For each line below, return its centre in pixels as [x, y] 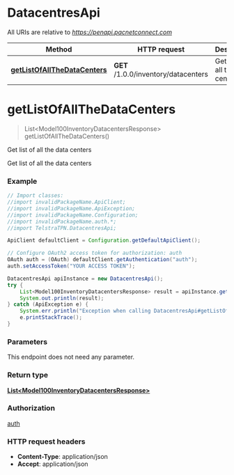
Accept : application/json [53, 464]
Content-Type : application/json [62, 457]
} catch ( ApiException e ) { [48, 304]
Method [59, 49]
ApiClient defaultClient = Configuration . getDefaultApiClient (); [104, 241]
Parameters [27, 341]
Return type [28, 375]
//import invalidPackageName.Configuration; [73, 215]
